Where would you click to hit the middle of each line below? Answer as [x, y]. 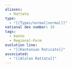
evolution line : [21, 45]
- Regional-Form [25, 41]
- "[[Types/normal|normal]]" [38, 23]
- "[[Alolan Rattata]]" [33, 58]
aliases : [14, 9]
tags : [10, 32]
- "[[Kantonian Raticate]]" [37, 49]
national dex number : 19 [30, 27]
